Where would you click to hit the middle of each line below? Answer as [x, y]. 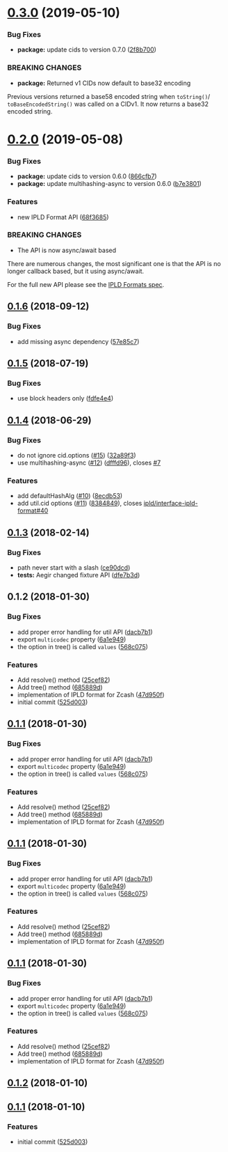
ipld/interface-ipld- [171, 504]
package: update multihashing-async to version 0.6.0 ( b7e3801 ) [109, 184]
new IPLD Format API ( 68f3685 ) [63, 217]
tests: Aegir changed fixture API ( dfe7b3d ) [79, 575]
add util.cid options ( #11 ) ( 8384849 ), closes [80, 504]
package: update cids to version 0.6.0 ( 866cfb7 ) [87, 176]
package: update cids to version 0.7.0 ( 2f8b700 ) [87, 49]
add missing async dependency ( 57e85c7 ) [78, 341]
